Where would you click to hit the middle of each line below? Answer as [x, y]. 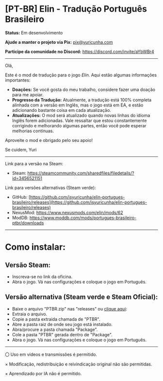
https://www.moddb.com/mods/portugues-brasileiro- [83, 218]
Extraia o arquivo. [30, 314]
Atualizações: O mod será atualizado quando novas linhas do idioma [81, 115]
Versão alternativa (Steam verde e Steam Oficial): [81, 297]
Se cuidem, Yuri [21, 150]
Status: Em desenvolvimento [34, 33]
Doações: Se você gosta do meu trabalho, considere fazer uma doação [83, 89]
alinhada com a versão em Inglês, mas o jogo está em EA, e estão [78, 105]
